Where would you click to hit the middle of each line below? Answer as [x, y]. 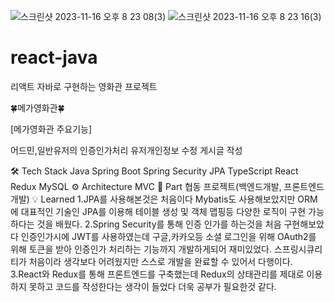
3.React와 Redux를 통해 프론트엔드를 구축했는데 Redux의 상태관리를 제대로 [157, 274]
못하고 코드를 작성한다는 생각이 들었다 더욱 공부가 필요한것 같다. [152, 286]
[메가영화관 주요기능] [51, 129]
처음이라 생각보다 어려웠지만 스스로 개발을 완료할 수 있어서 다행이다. [160, 261]
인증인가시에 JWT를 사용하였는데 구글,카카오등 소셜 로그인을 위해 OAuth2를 [168, 236]
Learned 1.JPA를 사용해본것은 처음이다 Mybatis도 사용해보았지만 [168, 199]
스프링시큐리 [298, 249]
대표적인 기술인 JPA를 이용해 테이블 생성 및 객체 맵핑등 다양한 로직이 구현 [163, 211]
